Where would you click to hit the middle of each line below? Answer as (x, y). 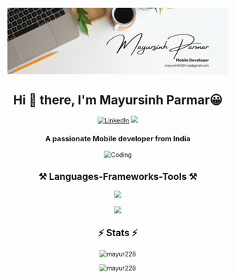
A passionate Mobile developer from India (118, 138)
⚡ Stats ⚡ (118, 233)
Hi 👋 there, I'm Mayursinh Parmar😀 (118, 100)
